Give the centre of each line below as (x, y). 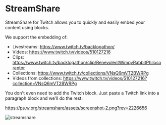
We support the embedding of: (36, 37)
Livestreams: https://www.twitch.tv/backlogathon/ (63, 46)
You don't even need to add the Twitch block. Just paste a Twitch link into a (82, 93)
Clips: (18, 57)
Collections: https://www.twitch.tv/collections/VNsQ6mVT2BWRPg (81, 73)
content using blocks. (27, 27)
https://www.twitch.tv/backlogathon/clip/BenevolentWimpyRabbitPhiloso (87, 62)
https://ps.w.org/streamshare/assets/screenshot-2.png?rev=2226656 (76, 108)
